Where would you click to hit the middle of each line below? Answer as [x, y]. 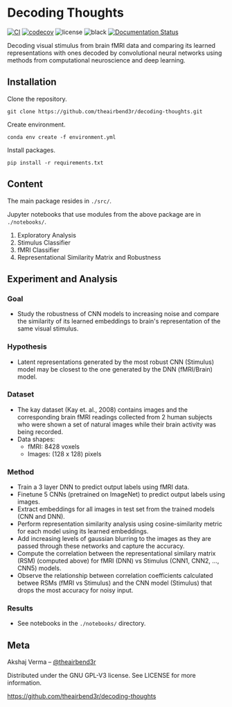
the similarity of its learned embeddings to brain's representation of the [119, 322]
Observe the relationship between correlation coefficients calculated [115, 576]
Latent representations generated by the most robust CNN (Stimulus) [116, 362]
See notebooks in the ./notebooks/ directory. [81, 624]
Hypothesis [27, 347]
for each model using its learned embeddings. [83, 531]
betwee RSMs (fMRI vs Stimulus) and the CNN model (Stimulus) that [115, 583]
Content [25, 184]
